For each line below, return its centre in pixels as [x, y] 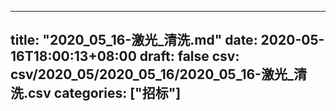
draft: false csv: [189, 56]
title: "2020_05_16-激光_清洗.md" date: [134, 40]
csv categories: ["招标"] [105, 93]
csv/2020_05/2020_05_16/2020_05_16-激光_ [152, 74]
